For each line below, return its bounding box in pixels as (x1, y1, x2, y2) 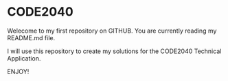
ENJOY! (7, 67, 30, 76)
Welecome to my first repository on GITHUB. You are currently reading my (7, 27, 217, 35)
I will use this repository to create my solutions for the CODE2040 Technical (7, 47, 222, 55)
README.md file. (7, 33, 56, 42)
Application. (7, 54, 41, 62)
